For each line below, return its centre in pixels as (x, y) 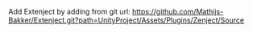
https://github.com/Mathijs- (178, 12)
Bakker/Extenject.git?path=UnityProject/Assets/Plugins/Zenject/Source (126, 20)
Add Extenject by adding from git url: (69, 12)
